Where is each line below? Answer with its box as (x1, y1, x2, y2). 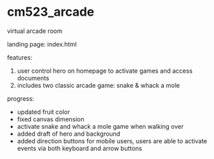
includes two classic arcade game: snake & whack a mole (16, 81, 180, 89)
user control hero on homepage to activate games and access (16, 66, 193, 75)
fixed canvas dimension (16, 114, 84, 123)
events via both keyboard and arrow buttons (16, 144, 143, 152)
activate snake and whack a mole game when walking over (16, 122, 184, 130)
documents (16, 73, 49, 82)
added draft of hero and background (16, 130, 121, 138)
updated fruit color (16, 108, 71, 116)
